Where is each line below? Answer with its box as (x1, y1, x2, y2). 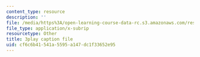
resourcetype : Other (6, 31, 58, 37)
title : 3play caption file (6, 36, 73, 42)
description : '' (6, 14, 46, 20)
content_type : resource (6, 8, 65, 15)
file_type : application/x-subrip (6, 25, 89, 31)
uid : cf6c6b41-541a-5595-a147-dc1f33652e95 (6, 42, 116, 48)
